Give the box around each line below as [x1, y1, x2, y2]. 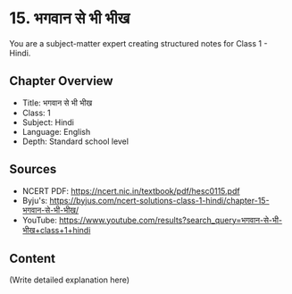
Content [9, 250, 56, 266]
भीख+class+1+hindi [21, 224, 91, 235]
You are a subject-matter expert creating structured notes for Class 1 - [9, 38, 268, 48]
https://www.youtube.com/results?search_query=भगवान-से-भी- [59, 214, 283, 225]
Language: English [21, 126, 91, 137]
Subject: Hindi [21, 116, 74, 128]
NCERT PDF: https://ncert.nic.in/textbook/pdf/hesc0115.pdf [21, 185, 240, 196]
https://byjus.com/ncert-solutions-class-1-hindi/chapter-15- [49, 195, 270, 206]
